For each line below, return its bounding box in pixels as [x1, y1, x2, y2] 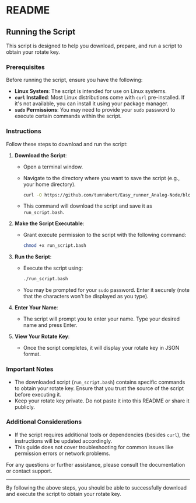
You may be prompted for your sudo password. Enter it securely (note [23, 287, 190, 294]
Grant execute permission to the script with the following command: [23, 232, 187, 239]
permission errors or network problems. [14, 450, 111, 457]
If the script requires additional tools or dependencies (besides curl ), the [14, 431, 190, 438]
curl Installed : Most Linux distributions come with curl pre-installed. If [14, 94, 185, 101]
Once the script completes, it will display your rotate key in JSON [23, 344, 180, 352]
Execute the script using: [23, 264, 83, 272]
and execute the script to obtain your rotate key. [6, 490, 121, 497]
